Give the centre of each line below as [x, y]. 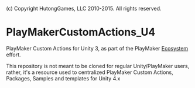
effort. [14, 55]
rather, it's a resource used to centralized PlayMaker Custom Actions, [90, 72]
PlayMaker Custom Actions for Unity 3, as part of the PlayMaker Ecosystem [97, 48]
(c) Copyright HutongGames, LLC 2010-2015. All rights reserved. [84, 9]
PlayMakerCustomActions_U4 [81, 32]
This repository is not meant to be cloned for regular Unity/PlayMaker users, [98, 66]
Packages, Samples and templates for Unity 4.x [63, 78]
